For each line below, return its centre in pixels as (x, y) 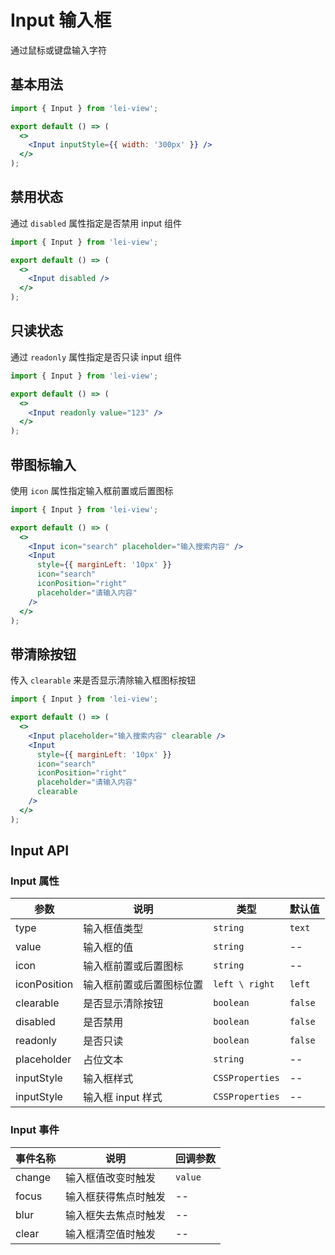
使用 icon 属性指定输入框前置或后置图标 (92, 490)
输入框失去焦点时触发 (116, 1215)
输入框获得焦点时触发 (116, 1196)
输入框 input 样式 (123, 1098)
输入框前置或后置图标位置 (143, 985)
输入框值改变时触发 (111, 1178)
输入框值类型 (113, 929)
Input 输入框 (61, 20)
